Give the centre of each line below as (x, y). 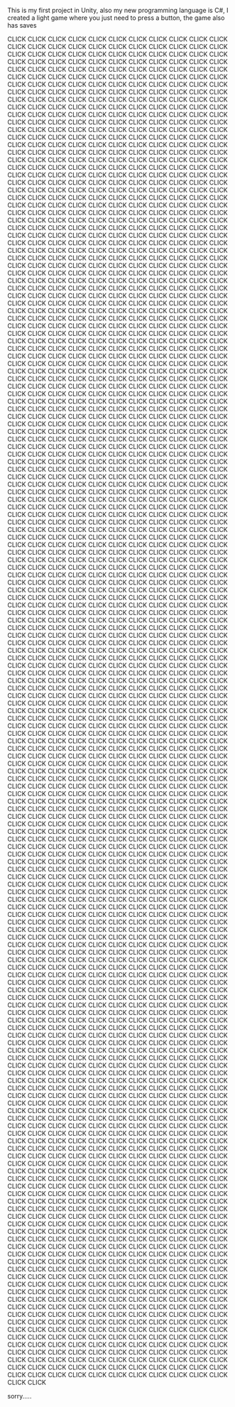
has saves (22, 25)
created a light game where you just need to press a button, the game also (116, 18)
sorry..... (20, 1396)
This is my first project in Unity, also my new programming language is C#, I (118, 10)
